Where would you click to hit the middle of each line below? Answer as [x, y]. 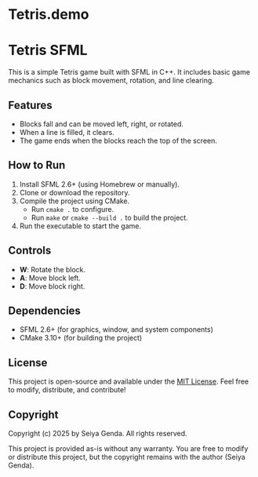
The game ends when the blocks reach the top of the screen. [118, 140]
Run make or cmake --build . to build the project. [109, 217]
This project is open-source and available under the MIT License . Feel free [129, 381]
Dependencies [44, 310]
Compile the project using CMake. [74, 201]
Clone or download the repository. [75, 192]
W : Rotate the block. [53, 269]
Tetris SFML [48, 51]
